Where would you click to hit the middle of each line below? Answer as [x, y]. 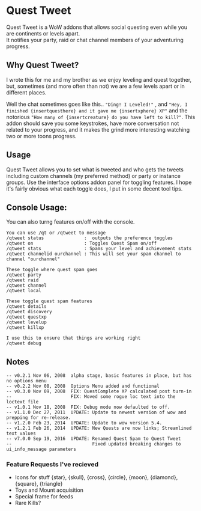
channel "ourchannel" [33, 259]
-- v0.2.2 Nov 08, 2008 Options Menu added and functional [83, 386]
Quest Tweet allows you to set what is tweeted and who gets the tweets [95, 170]
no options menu [26, 381]
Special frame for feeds [44, 497]
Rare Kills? [28, 503]
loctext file [22, 402]
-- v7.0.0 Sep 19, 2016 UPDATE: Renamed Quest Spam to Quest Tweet [94, 439]
